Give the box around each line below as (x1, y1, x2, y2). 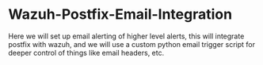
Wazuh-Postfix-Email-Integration (8, 5, 232, 23)
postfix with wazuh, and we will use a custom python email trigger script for (8, 39, 256, 49)
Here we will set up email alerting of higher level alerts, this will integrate (8, 31, 245, 41)
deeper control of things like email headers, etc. (8, 48, 165, 57)
